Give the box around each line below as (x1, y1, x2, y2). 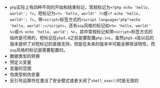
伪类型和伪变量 (9, 71, 40, 77)
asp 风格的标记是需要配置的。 (9, 47, 68, 53)
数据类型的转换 (9, 53, 40, 59)
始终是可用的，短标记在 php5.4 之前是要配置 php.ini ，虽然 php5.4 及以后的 (9, 35, 154, 41)
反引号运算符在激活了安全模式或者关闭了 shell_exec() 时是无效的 (9, 78, 139, 83)
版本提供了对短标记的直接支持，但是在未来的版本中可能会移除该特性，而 (9, 41, 155, 46)
